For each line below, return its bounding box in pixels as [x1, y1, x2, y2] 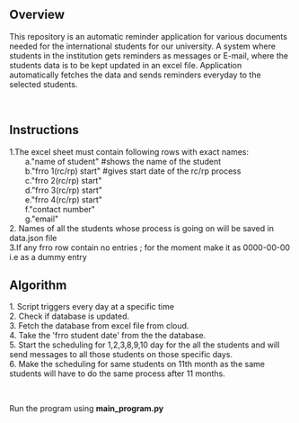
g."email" [25, 213, 59, 224]
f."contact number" [25, 203, 96, 214]
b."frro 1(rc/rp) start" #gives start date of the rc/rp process [25, 166, 242, 176]
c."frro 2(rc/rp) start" [25, 175, 102, 185]
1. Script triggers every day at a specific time [9, 301, 175, 312]
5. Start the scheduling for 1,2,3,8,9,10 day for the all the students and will [9, 339, 280, 350]
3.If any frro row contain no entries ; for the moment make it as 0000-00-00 [9, 242, 290, 253]
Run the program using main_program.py [9, 403, 164, 414]
